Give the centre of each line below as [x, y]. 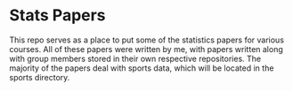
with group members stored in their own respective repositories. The [135, 58]
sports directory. [40, 77]
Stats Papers [57, 15]
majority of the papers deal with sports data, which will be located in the [142, 68]
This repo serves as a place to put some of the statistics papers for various [147, 40]
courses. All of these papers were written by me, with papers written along [146, 49]
